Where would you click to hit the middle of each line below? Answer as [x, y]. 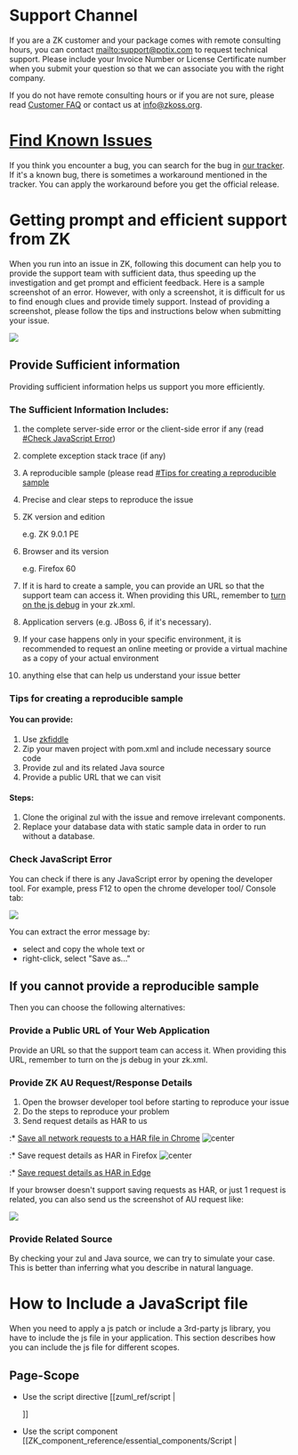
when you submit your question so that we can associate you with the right [147, 69]
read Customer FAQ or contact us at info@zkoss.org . [106, 104]
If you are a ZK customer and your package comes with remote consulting [145, 40]
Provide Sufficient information [95, 365]
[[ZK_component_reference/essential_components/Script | [129, 1441]
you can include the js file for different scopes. [94, 1347]
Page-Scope [44, 1375]
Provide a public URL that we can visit [92, 777]
